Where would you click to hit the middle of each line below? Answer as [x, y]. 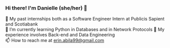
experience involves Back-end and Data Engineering [60, 35]
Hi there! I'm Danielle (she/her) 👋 [46, 8]
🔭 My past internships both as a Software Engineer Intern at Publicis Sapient [85, 19]
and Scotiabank [22, 24]
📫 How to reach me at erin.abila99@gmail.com [55, 40]
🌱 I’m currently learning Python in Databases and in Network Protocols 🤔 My [85, 29]
